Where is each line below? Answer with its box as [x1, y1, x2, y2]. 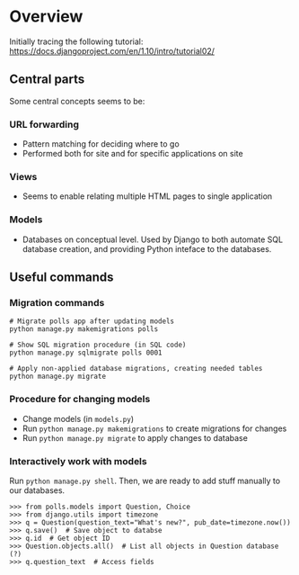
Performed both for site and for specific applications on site [22, 148, 244, 159]
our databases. [9, 484, 66, 496]
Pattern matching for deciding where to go [22, 139, 180, 149]
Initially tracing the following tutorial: [9, 36, 144, 47]
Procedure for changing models [9, 393, 151, 406]
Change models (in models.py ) [22, 413, 135, 424]
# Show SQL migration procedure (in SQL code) [9, 340, 187, 350]
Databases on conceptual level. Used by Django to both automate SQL [22, 234, 284, 245]
